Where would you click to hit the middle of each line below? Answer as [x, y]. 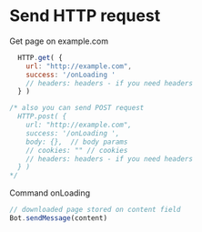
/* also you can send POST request [77, 108]
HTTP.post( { [42, 116]
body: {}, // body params [77, 142]
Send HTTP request [85, 16]
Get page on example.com [59, 41]
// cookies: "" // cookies [77, 150]
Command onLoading [50, 193]
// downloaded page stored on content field [95, 210]
